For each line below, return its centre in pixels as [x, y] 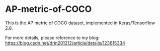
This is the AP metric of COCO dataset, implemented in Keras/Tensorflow [80, 23]
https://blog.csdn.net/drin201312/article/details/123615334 [65, 43]
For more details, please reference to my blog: [52, 38]
